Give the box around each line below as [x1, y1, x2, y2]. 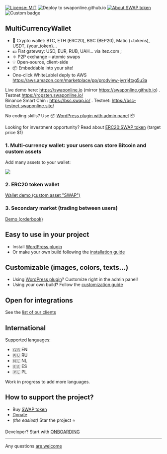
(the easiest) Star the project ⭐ [12, 417, 76, 423]
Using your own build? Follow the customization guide [12, 282, 123, 288]
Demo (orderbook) [5, 216, 43, 222]
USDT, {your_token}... [12, 43, 57, 49]
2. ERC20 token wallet [5, 181, 60, 188]
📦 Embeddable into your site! [12, 65, 74, 71]
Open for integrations [5, 296, 73, 304]
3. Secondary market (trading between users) [5, 205, 118, 212]
